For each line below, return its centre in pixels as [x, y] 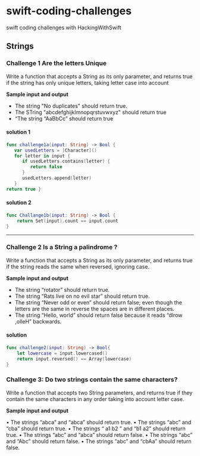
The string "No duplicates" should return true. [71, 106]
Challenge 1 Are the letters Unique [57, 63]
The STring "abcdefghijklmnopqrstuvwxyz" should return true [90, 112]
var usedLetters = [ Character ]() [55, 150]
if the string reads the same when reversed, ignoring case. [78, 266]
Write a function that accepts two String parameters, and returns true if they [99, 393]
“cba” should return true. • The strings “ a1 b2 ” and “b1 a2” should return [96, 429]
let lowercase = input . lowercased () [62, 353]
